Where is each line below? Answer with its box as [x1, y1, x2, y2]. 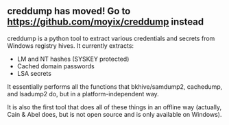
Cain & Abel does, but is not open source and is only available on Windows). [7, 110, 222, 118]
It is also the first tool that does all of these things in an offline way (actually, [7, 102, 221, 111]
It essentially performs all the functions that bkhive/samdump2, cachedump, [7, 82, 223, 91]
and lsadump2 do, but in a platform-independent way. [7, 89, 159, 98]
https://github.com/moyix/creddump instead [7, 16, 204, 28]
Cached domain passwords [16, 61, 95, 70]
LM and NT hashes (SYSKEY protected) [16, 55, 130, 63]
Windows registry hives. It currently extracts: [7, 41, 134, 50]
